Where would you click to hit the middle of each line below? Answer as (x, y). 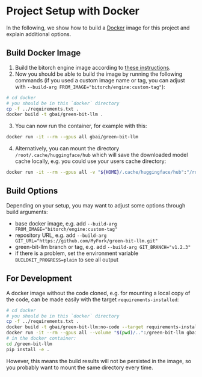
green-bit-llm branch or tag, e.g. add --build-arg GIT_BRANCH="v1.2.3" (103, 247)
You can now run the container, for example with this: (81, 126)
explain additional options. (39, 34)
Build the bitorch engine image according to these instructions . (93, 67)
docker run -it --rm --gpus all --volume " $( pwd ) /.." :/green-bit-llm (95, 333)
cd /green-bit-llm (29, 344)
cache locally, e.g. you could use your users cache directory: (90, 161)
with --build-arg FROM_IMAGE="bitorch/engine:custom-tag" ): (90, 87)
